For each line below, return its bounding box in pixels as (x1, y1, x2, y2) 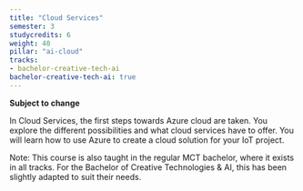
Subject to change (9, 97, 80, 108)
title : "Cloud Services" (9, 13, 104, 23)
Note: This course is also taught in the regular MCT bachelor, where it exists (9, 152, 294, 163)
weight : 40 (9, 38, 51, 48)
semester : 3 (9, 22, 55, 31)
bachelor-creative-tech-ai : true (9, 73, 136, 82)
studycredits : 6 (9, 30, 71, 39)
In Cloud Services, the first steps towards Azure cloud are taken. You (9, 115, 268, 126)
